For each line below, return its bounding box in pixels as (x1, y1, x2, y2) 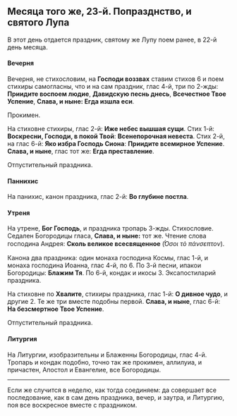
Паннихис (7, 176, 39, 185)
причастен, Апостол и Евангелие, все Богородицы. (7, 365, 162, 374)
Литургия (7, 335, 37, 343)
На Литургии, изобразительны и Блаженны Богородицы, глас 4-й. (7, 350, 207, 359)
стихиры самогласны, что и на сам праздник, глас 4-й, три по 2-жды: (7, 82, 219, 91)
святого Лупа (7, 17, 70, 29)
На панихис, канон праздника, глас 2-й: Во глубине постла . (7, 192, 189, 201)
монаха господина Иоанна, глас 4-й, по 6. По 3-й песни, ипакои (7, 261, 202, 270)
